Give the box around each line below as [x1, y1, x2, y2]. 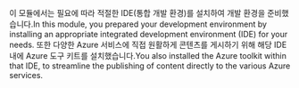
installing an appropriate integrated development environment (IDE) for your [9, 29, 288, 39]
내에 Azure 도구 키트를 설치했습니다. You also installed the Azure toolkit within [9, 51, 287, 60]
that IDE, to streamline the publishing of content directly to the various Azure [9, 60, 291, 71]
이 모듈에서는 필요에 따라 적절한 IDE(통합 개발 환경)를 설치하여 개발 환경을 [9, 8, 266, 18]
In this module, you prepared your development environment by [32, 19, 268, 29]
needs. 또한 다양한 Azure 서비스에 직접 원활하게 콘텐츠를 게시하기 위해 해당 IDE [9, 39, 287, 50]
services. [9, 70, 43, 80]
